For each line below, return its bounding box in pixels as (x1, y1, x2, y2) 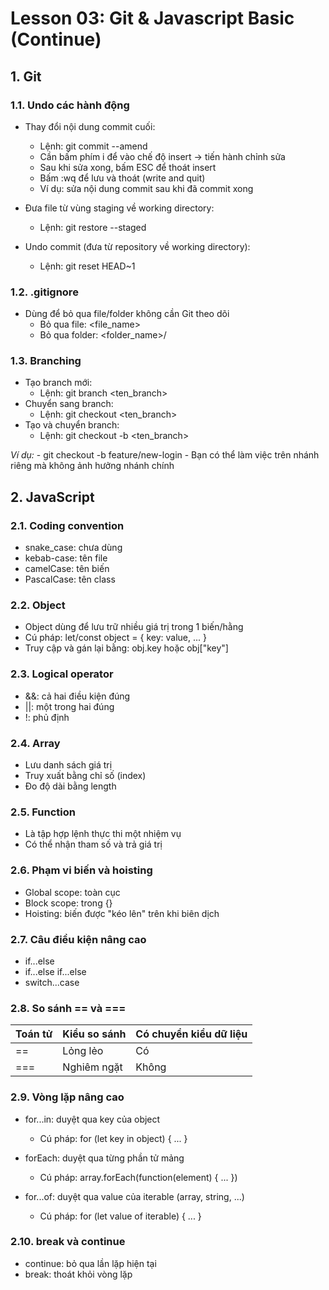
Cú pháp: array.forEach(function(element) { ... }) (39, 1171, 238, 1183)
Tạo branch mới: (24, 377, 93, 389)
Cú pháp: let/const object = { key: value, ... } (24, 632, 207, 644)
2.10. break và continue (10, 1235, 126, 1249)
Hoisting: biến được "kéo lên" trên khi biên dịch (24, 907, 220, 919)
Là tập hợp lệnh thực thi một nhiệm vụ (24, 828, 182, 840)
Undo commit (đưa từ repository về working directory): (24, 240, 251, 252)
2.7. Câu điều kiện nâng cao (10, 932, 147, 946)
